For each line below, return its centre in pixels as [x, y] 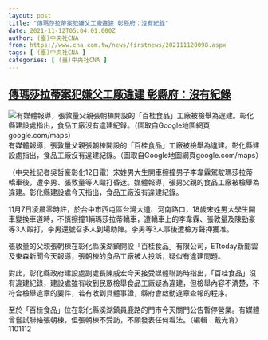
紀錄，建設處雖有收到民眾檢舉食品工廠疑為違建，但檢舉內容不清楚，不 [144, 283]
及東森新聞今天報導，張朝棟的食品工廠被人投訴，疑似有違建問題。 [116, 255]
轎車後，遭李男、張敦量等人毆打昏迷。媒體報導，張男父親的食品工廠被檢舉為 [134, 182]
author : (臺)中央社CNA [43, 38]
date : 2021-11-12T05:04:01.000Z [62, 30]
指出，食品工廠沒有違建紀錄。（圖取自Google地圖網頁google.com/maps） [142, 155]
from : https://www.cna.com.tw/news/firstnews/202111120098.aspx [117, 45]
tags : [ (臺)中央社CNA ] [47, 53]
